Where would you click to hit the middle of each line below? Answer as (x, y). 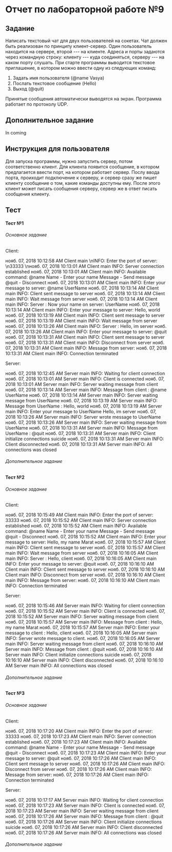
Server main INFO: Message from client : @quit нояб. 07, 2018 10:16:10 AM (84, 649)
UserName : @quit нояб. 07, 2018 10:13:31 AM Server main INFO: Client (80, 433)
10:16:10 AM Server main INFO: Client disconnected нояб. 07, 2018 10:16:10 (84, 660)
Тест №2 (15, 477)
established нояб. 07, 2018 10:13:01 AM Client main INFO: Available (76, 272)
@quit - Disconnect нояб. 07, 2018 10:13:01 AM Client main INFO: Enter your (85, 282)
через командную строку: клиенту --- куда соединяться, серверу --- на (85, 57)
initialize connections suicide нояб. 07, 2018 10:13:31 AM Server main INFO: (85, 439)
